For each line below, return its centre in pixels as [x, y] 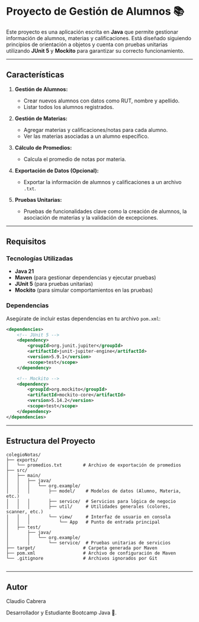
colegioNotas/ [24, 455]
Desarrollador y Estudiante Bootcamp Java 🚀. [61, 613]
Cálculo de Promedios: [43, 147]
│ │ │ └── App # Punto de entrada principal [83, 522]
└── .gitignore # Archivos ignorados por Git [82, 558]
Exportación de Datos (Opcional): [57, 170]
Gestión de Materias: [41, 118]
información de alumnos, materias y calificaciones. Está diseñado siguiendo [99, 38]
